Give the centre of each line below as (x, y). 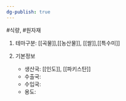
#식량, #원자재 (24, 30)
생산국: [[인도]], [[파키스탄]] (57, 69)
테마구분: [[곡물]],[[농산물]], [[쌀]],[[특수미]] (68, 43)
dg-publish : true (28, 12)
